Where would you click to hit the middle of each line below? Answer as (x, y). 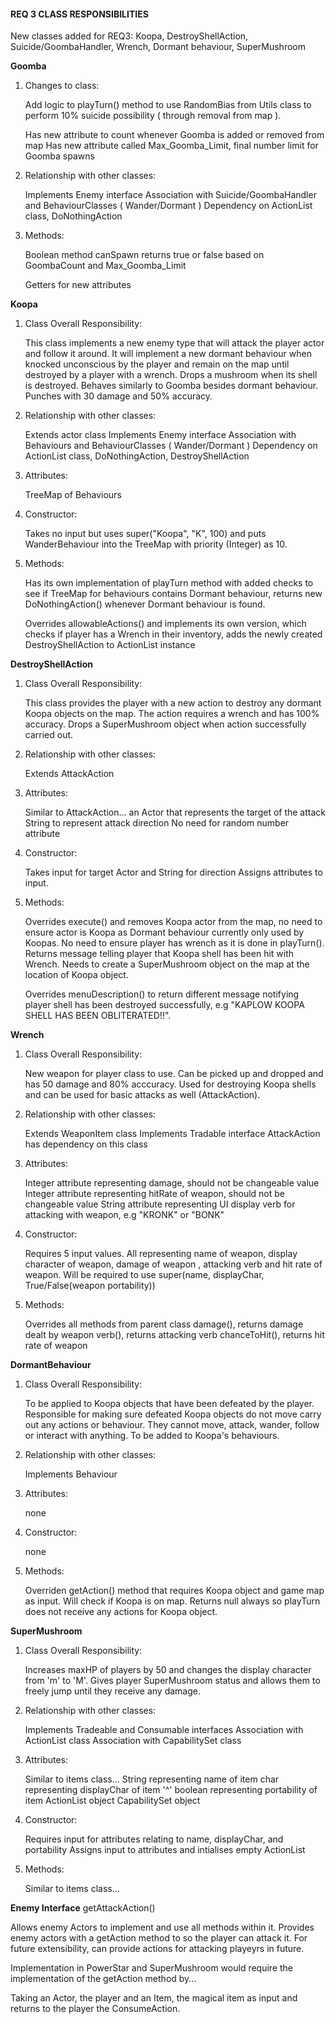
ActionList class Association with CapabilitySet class (133, 1741)
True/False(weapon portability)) (90, 1286)
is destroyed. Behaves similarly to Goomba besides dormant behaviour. (171, 386)
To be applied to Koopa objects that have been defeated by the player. (169, 1404)
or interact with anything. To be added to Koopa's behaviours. (152, 1436)
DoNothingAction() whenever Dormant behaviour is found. (145, 604)
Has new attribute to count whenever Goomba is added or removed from (174, 135)
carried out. (49, 735)
